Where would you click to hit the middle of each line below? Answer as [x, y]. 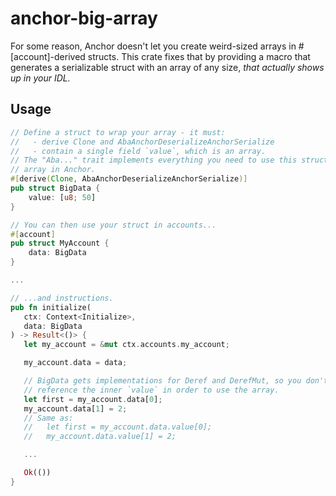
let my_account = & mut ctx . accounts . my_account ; [126, 345]
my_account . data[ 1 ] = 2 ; [75, 408]
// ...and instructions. [62, 298]
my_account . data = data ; [75, 363]
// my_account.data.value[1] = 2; [100, 437]
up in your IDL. [40, 78]
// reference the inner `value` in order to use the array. [151, 390]
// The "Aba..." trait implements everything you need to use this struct [169, 160]
